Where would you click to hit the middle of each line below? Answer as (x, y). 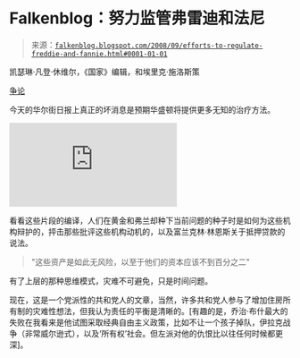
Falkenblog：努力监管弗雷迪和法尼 (137, 18)
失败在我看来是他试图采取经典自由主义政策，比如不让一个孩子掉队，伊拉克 (146, 322)
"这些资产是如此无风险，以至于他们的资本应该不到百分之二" (140, 261)
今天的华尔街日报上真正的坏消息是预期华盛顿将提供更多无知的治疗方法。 (142, 109)
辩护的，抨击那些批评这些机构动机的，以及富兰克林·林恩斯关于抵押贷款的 (151, 231)
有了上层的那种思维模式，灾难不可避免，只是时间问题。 (111, 281)
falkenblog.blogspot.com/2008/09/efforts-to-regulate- (159, 46)
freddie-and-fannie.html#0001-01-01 (99, 54)
